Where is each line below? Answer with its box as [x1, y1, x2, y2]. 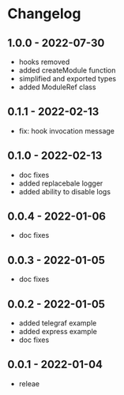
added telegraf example [18, 318, 97, 328]
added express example [18, 327, 98, 337]
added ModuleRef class [18, 82, 96, 92]
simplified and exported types [18, 74, 116, 83]
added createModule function [18, 66, 116, 75]
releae [18, 378, 40, 388]
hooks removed [18, 57, 70, 66]
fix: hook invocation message [18, 126, 115, 135]
